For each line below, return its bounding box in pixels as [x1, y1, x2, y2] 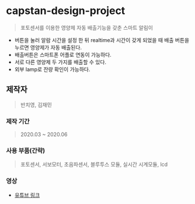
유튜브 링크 [14, 191, 40, 198]
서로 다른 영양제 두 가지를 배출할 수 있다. [14, 58, 107, 65]
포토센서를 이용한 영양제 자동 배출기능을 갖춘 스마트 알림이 [20, 24, 154, 31]
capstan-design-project [6, 4, 126, 18]
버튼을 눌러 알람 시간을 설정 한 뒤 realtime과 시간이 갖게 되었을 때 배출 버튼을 [14, 36, 190, 43]
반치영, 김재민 [20, 101, 53, 108]
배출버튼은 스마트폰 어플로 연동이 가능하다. [14, 51, 112, 58]
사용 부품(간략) [6, 146, 46, 154]
